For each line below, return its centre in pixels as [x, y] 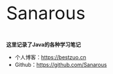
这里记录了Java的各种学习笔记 [44, 44]
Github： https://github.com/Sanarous [61, 65]
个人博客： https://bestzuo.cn [50, 57]
